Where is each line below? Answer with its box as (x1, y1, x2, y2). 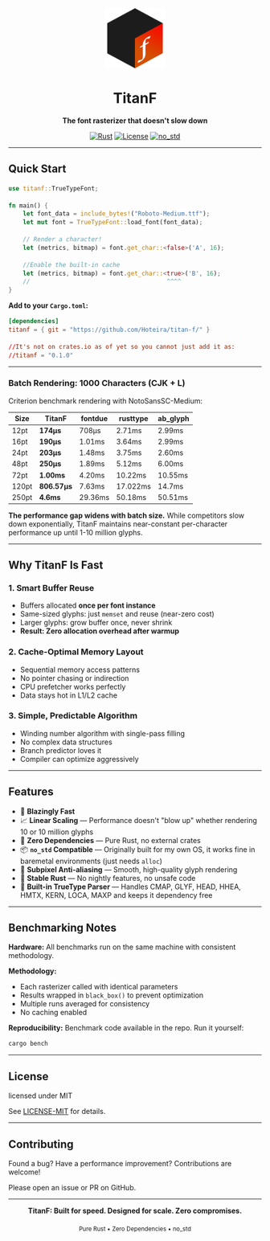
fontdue (80, 414, 108, 424)
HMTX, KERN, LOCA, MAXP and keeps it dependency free (19, 890, 213, 899)
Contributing (8, 1137, 74, 1151)
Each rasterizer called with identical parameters (19, 982, 178, 992)
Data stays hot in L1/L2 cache (19, 690, 118, 700)
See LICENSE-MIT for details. (8, 1107, 106, 1116)
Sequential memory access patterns (19, 665, 141, 674)
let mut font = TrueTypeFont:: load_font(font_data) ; (22, 219, 203, 227)
